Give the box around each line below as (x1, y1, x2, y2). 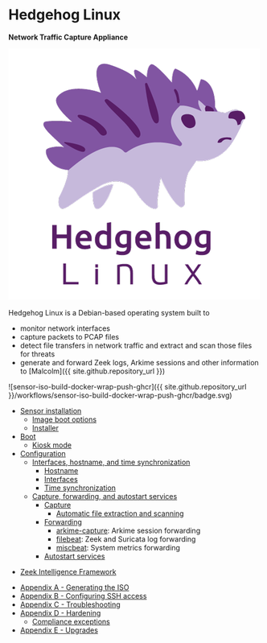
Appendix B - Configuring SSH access (19, 591, 147, 600)
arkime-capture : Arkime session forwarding (55, 526, 201, 535)
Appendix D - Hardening (19, 608, 101, 617)
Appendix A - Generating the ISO (19, 582, 129, 592)
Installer (31, 422, 59, 432)
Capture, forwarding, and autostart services (31, 491, 178, 501)
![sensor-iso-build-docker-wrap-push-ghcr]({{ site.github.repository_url (8, 381, 247, 391)
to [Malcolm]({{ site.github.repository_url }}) (19, 366, 166, 376)
